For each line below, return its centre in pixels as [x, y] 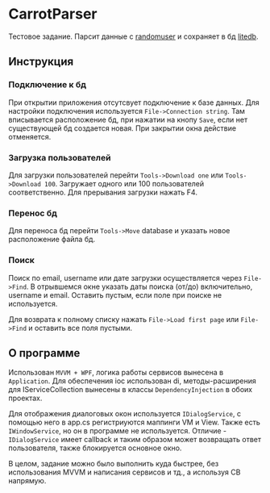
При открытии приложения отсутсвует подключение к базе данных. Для [134, 102]
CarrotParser [53, 14]
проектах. [25, 398]
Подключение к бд [48, 85]
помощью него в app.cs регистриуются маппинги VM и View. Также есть [134, 422]
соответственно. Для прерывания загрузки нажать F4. [103, 192]
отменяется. [30, 136]
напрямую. [27, 481]
